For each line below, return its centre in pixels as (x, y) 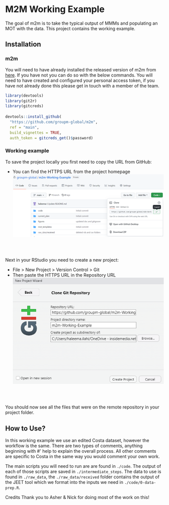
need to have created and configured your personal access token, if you (80, 80)
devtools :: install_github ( (33, 117)
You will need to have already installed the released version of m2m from (81, 69)
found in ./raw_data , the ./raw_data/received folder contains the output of (82, 477)
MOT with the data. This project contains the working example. (70, 28)
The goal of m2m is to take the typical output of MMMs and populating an (81, 23)
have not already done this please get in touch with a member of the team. (82, 86)
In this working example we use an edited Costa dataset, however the (77, 441)
